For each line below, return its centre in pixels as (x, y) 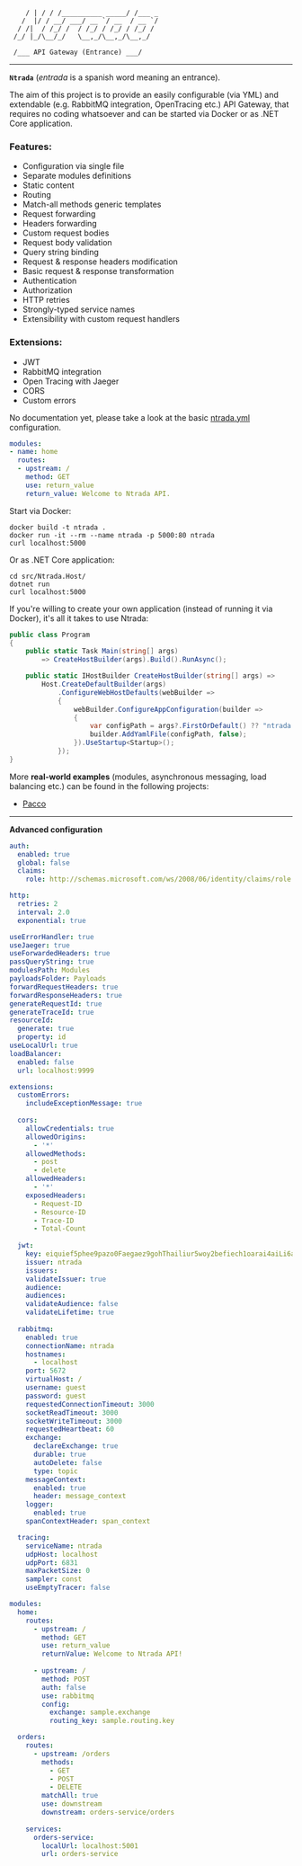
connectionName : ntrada (70, 1346)
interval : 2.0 (44, 912)
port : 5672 (46, 1371)
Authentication (49, 281)
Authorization (48, 290)
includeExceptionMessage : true (84, 1104)
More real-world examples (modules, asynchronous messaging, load (138, 777)
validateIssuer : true (66, 1279)
